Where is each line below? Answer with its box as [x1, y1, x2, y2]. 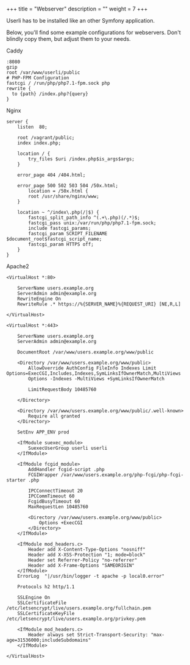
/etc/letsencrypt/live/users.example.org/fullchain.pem [6, 605, 151, 611]
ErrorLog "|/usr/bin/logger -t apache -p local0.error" [17, 573, 165, 579]
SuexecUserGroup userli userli [28, 445, 108, 451]
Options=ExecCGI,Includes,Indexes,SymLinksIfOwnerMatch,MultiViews [6, 371, 181, 377]
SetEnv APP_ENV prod [17, 429, 69, 435]
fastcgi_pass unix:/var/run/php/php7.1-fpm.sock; [28, 220, 157, 226]
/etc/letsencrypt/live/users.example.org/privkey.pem [6, 616, 146, 622]
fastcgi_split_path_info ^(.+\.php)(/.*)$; [28, 215, 140, 221]
